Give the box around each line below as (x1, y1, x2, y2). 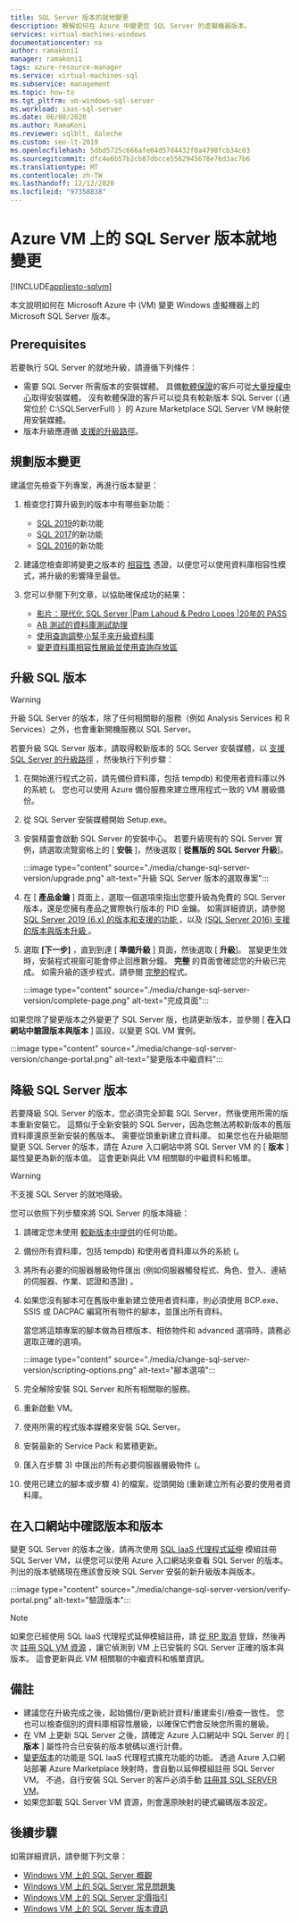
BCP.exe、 (244, 1295, 284, 1306)
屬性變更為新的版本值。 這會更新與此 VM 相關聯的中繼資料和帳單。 (10, 1153, 257, 1164)
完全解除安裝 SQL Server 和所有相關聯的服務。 (22, 1383, 196, 1394)
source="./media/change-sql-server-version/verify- (100, 1584, 291, 1594)
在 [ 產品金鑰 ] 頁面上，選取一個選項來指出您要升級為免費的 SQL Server (22, 892, 286, 903)
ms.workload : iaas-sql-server (10, 104, 123, 113)
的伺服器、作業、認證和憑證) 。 (22, 1276, 138, 1287)
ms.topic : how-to (10, 88, 75, 96)
